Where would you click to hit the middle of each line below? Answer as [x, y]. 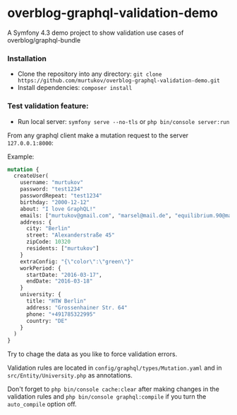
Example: [21, 157]
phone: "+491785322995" [61, 314]
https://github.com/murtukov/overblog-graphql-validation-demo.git [119, 81]
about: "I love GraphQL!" [58, 209]
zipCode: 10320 [48, 242]
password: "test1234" [51, 189]
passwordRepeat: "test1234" [61, 196]
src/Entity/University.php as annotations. [70, 375]
